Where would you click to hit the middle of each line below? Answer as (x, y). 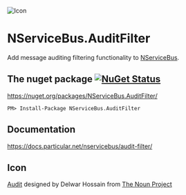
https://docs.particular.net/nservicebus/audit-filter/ (80, 146)
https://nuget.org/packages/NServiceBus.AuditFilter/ (82, 96)
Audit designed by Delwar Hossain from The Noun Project (90, 184)
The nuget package (50, 79)
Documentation (41, 130)
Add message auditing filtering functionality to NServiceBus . (93, 57)
